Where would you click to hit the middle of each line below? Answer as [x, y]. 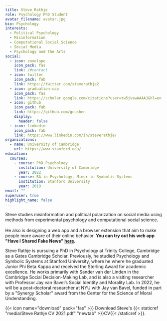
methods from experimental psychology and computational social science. [82, 220]
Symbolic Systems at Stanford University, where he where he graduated [79, 261]
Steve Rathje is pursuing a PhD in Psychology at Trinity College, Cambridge [83, 251]
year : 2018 [30, 186]
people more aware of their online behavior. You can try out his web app [80, 236]
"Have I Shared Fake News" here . [40, 241]
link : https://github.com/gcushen [50, 112]
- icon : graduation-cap [34, 89]
